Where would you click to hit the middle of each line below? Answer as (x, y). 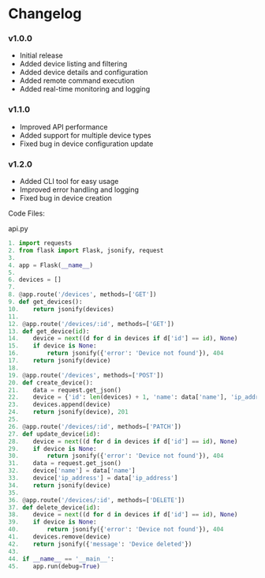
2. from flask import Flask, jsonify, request (86, 250)
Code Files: (26, 213)
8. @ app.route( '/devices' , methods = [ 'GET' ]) (82, 295)
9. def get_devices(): (45, 302)
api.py (19, 229)
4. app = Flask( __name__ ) (50, 265)
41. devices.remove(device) (60, 537)
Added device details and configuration (84, 73)
